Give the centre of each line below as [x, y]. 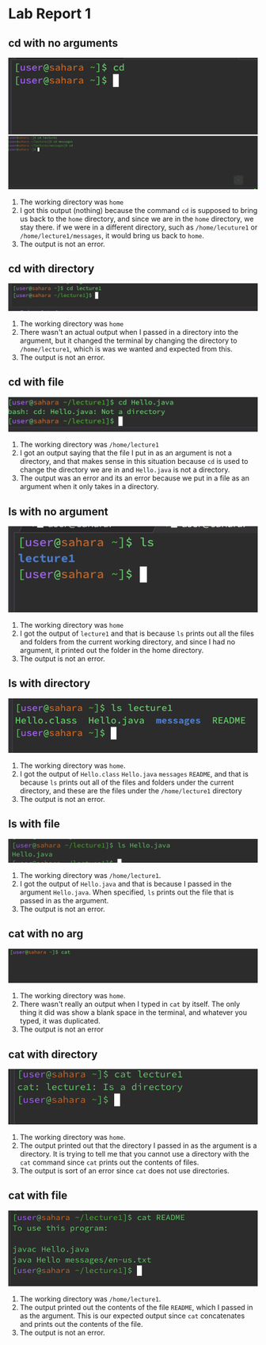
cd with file [36, 382]
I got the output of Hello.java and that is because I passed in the [125, 883]
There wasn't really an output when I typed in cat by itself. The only [130, 1004]
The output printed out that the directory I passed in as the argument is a [138, 1146]
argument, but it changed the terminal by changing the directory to [128, 340]
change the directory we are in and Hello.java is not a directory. [125, 470]
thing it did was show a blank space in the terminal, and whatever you [133, 1013]
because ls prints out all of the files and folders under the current [127, 782]
